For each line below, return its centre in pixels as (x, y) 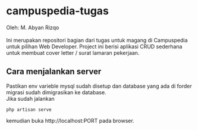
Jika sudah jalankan (30, 98)
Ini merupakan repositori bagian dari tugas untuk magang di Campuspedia (97, 40)
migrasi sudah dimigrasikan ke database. (56, 92)
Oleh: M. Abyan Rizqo (33, 27)
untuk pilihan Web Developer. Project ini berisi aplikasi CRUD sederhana (94, 47)
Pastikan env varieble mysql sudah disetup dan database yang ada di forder (99, 86)
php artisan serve (29, 109)
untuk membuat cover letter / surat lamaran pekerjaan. (73, 52)
